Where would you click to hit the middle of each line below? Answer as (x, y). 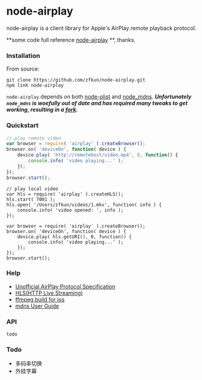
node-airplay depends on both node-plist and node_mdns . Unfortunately (99, 97)
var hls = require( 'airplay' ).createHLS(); (65, 194)
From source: (23, 69)
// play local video (33, 189)
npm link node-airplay (35, 86)
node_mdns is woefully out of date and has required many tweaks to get (97, 103)
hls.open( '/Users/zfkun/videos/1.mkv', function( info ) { (84, 205)
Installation (23, 55)
